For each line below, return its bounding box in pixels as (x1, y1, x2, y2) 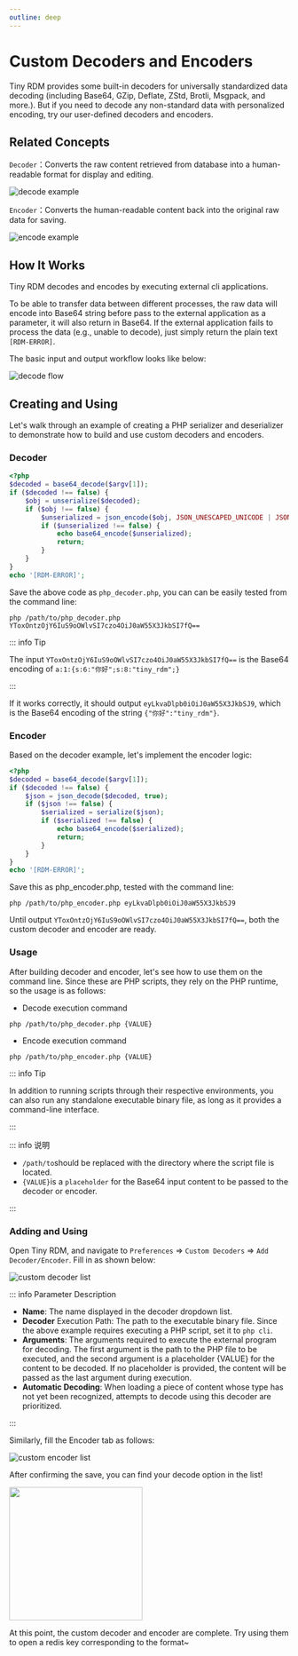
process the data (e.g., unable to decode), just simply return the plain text (9, 327, 278, 337)
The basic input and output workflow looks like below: (9, 353, 207, 364)
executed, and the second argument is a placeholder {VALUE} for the (21, 1353, 275, 1364)
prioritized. (21, 1400, 62, 1411)
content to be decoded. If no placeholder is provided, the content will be (21, 1362, 286, 1373)
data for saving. (9, 215, 67, 226)
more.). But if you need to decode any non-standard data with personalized (9, 99, 286, 110)
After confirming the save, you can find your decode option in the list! (9, 1469, 263, 1479)
